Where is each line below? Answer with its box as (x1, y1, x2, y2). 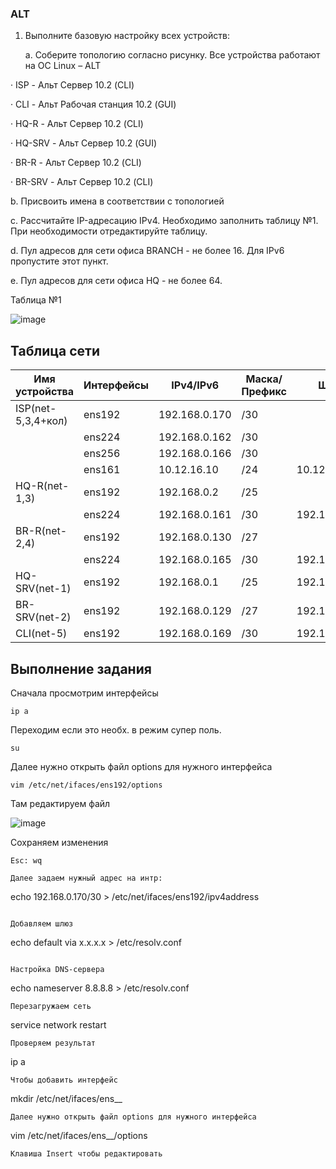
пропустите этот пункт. (10, 255, 109, 267)
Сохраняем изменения (10, 836, 109, 848)
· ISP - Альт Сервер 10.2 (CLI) (10, 79, 135, 91)
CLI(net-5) (15, 627, 68, 641)
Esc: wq (10, 855, 43, 866)
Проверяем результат (10, 1038, 97, 1048)
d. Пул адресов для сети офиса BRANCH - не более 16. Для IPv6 (10, 245, 285, 257)
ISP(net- (15, 402, 57, 416)
